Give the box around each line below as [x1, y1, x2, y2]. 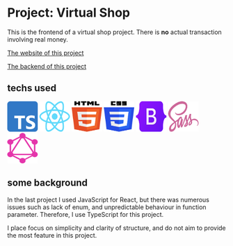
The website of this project [7, 49, 84, 57]
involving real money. [7, 35, 68, 43]
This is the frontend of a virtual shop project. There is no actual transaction [7, 28, 223, 36]
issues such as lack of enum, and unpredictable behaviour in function [7, 203, 207, 211]
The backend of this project [7, 62, 87, 70]
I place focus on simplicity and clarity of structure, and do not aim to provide [7, 224, 226, 232]
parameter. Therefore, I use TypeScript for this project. [7, 210, 164, 218]
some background [7, 177, 88, 189]
